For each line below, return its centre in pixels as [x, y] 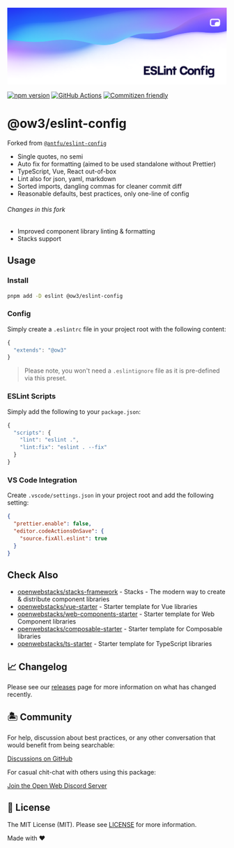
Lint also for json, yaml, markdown [67, 178]
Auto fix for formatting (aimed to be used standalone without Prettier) [117, 164]
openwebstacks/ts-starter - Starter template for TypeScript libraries [115, 644]
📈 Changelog [37, 667]
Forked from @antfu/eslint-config [57, 143]
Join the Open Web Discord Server [57, 785]
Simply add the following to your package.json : [74, 411]
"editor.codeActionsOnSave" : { [59, 531]
